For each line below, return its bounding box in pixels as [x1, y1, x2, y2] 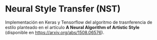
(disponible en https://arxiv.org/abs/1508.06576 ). [5, 29, 105, 35]
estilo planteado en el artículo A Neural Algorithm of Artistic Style [5, 24, 140, 30]
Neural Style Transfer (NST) [5, 3, 121, 14]
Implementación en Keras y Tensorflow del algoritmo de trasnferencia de [5, 19, 153, 25]
